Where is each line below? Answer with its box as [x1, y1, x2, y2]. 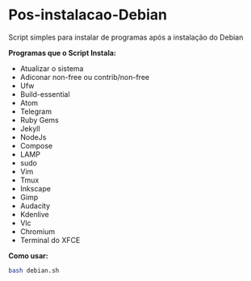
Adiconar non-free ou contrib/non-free [19, 72, 150, 82]
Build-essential [19, 89, 70, 99]
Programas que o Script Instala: [8, 48, 117, 57]
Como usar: [8, 250, 48, 260]
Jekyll [19, 124, 40, 133]
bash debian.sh [8, 266, 60, 275]
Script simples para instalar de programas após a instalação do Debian [8, 32, 244, 42]
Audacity [19, 200, 51, 211]
